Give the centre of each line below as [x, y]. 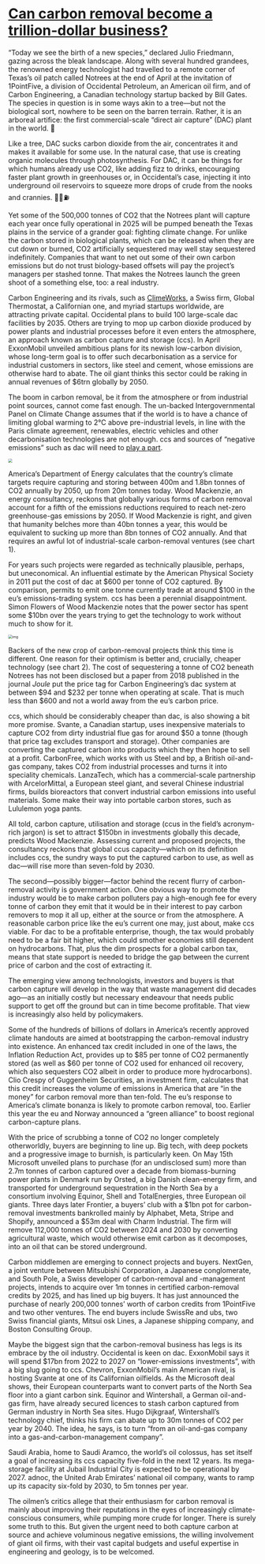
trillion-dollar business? [88, 30]
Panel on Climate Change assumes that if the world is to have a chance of [128, 414]
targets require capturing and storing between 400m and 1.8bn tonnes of [127, 482]
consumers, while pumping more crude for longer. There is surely [149, 1518]
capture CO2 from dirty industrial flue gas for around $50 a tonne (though [128, 733]
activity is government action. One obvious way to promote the [138, 889]
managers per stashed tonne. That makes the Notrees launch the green [124, 274]
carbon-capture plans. [45, 1122]
